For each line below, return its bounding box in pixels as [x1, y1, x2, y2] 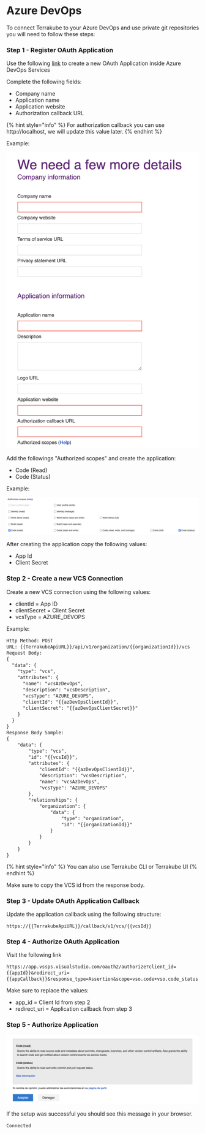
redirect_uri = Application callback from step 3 [15, 1005, 133, 1013]
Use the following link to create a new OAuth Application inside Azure [6, 59, 182, 67]
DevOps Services [6, 66, 50, 74]
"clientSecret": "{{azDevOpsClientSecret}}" [22, 705, 138, 711]
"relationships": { [28, 797, 78, 803]
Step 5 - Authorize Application [6, 1021, 99, 1029]
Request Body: [6, 650, 43, 656]
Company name [15, 90, 56, 97]
